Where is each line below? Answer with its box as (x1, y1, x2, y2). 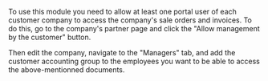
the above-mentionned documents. (8, 65, 125, 75)
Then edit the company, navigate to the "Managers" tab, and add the (8, 48, 236, 57)
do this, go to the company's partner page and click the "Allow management (8, 24, 261, 33)
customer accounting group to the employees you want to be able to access (8, 56, 261, 66)
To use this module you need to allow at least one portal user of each (8, 7, 237, 16)
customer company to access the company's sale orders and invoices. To (8, 15, 253, 25)
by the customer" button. (8, 32, 91, 42)
